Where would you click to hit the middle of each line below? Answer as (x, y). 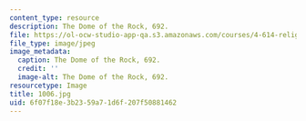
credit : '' (38, 69)
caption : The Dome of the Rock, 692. (89, 60)
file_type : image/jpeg (52, 43)
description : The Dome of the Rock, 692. (89, 26)
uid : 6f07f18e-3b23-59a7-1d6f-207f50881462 (93, 102)
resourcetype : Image (49, 86)
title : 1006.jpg (40, 94)
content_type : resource (55, 18)
